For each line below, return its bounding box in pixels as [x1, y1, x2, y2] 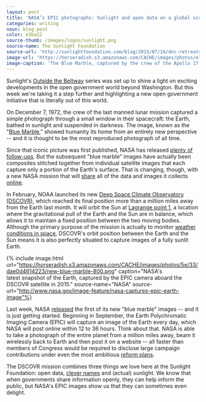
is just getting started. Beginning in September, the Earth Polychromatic [6, 311, 187, 319]
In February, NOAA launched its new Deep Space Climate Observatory [6, 190, 184, 198]
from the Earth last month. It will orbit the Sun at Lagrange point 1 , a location [6, 203, 198, 211]
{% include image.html [6, 255, 64, 262]
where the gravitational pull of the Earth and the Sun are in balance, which [6, 210, 193, 217]
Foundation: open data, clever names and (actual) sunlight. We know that [6, 369, 191, 376]
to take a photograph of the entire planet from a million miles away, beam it [6, 331, 196, 338]
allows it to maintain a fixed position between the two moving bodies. [6, 217, 181, 224]
